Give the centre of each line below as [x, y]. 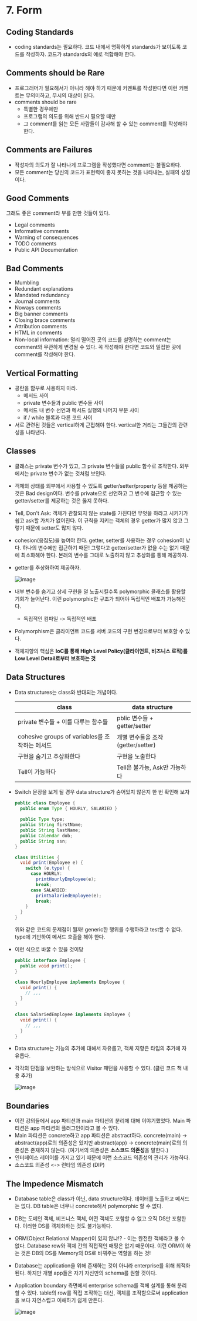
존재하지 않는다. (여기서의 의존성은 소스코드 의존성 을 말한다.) [99, 1150]
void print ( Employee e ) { [52, 863]
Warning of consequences [47, 237]
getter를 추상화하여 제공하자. [47, 567]
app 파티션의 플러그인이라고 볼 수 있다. [75, 1128]
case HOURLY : [46, 874]
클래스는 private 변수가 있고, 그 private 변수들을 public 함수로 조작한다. [96, 466]
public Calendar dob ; [47, 836]
